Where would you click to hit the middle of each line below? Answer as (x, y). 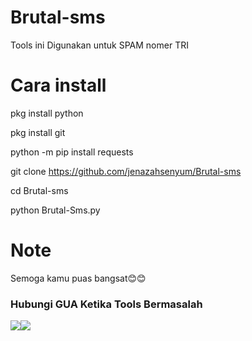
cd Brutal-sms (39, 190)
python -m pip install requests (72, 152)
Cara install (58, 85)
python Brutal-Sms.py (55, 210)
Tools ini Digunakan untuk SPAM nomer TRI (99, 45)
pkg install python (47, 113)
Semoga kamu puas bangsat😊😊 (78, 278)
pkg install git (38, 132)
